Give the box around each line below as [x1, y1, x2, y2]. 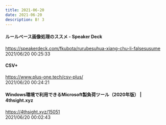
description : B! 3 [5, 17, 44, 22]
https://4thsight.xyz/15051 [5, 109, 60, 115]
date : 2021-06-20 [5, 12, 42, 17]
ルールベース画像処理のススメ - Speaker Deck [5, 33, 103, 39]
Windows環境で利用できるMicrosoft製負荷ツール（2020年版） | [5, 92, 142, 98]
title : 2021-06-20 [5, 7, 44, 13]
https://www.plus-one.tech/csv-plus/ [5, 74, 83, 80]
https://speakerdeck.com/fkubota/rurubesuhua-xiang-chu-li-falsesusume [5, 45, 161, 51]
